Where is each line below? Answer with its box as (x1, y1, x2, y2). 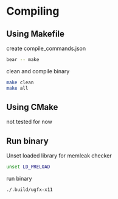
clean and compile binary (6, 67, 70, 74)
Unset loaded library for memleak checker (6, 152, 113, 159)
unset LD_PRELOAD (6, 164, 50, 170)
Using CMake (6, 102, 58, 112)
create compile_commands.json (6, 45, 86, 52)
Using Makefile (6, 29, 65, 39)
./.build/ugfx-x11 (6, 187, 53, 193)
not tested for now (6, 118, 53, 126)
